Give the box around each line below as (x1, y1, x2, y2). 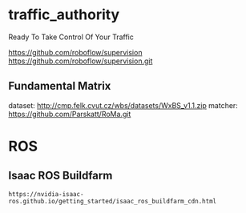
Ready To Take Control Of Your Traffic (8, 32, 134, 42)
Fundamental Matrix (8, 79, 111, 93)
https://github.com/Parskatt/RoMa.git (8, 109, 131, 119)
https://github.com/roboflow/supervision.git (8, 56, 153, 66)
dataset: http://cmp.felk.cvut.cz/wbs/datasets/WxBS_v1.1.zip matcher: (8, 100, 238, 110)
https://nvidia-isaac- (8, 190, 84, 198)
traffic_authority (8, 6, 120, 24)
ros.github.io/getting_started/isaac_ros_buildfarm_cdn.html (8, 197, 217, 205)
